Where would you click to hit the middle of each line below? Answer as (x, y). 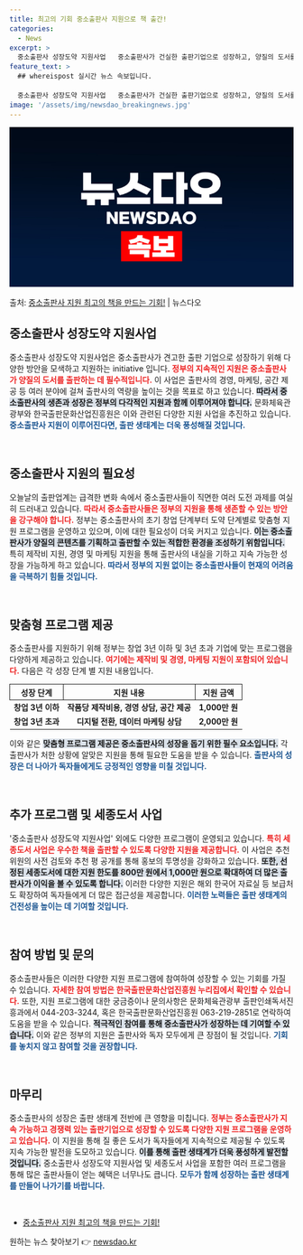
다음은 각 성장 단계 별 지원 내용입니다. (87, 671)
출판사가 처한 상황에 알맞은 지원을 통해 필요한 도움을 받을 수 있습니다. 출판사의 (147, 754)
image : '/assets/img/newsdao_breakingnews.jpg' (101, 105)
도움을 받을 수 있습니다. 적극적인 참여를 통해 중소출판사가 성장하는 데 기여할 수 (145, 1023)
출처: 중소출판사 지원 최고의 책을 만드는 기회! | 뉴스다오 (106, 302)
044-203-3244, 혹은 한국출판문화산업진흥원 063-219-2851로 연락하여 (165, 1012)
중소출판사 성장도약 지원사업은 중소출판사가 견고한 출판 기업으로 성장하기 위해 (146, 357)
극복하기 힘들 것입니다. (58, 576)
